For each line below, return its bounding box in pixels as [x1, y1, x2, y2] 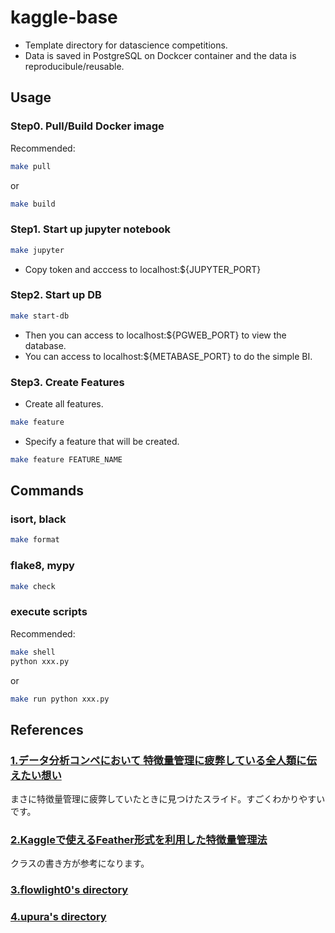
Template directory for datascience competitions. [24, 39, 228, 51]
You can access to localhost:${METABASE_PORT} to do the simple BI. [24, 350, 313, 362]
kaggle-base [10, 6, 118, 29]
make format [10, 535, 60, 545]
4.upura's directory [10, 910, 107, 924]
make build [10, 199, 56, 209]
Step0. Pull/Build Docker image [10, 119, 165, 133]
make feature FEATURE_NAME [10, 454, 123, 465]
